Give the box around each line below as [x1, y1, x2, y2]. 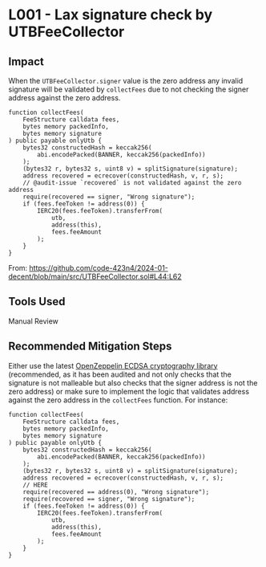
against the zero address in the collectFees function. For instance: [8, 395, 228, 405]
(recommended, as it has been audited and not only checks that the [8, 369, 232, 379]
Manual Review [8, 316, 58, 326]
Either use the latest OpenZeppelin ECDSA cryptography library [8, 361, 218, 370]
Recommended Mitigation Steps [8, 340, 172, 353]
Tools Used [8, 295, 66, 308]
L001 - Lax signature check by [8, 6, 213, 24]
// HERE [22, 480, 48, 489]
